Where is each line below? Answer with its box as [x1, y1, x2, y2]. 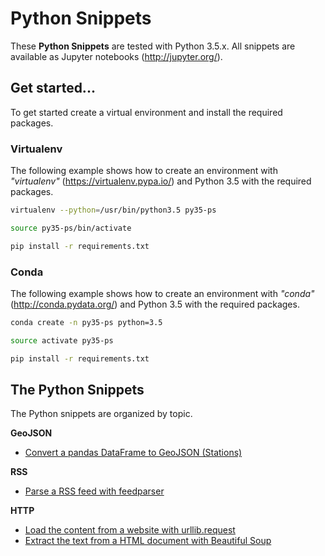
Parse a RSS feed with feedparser [24, 485, 165, 497]
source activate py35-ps [10, 335, 114, 346]
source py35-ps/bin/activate [10, 223, 132, 233]
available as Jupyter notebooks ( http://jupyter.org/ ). [10, 50, 223, 62]
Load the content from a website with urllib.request [24, 524, 236, 536]
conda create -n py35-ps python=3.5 [10, 317, 163, 327]
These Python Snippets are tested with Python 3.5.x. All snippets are [10, 40, 296, 52]
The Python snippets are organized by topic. [10, 408, 193, 420]
